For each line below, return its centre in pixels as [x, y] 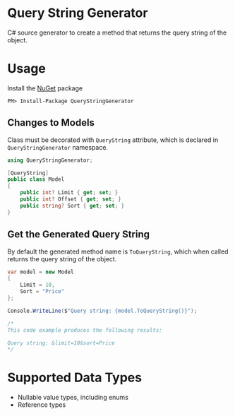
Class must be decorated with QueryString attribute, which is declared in [113, 140]
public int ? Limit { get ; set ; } [69, 193]
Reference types [42, 405]
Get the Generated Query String [79, 234]
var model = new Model [41, 272]
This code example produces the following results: [85, 330]
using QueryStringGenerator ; [50, 160]
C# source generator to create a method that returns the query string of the [117, 32]
